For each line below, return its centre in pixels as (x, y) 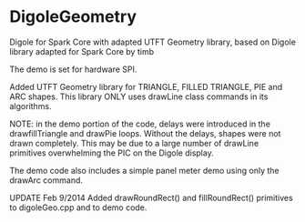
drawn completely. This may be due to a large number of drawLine (134, 143)
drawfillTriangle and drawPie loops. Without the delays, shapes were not (145, 133)
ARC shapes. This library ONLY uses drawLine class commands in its (139, 96)
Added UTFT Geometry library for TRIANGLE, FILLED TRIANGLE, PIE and (146, 86)
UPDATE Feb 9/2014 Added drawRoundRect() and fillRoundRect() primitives (151, 197)
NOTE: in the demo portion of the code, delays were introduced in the (140, 124)
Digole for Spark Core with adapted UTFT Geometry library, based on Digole (152, 42)
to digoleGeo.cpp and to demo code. (78, 207)
